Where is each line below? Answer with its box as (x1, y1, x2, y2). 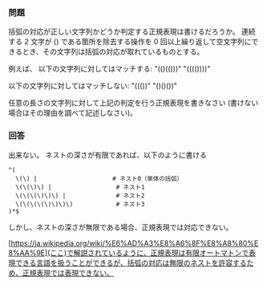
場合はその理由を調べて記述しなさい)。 (8, 108, 138, 118)
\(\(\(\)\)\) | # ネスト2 (15, 191, 145, 200)
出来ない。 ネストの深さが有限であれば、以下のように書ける (8, 150, 207, 160)
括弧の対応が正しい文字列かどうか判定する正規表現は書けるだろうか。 (8, 26, 240, 37)
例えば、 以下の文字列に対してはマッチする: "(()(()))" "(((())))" (8, 64, 211, 74)
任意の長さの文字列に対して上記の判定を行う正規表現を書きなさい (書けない (8, 98, 259, 108)
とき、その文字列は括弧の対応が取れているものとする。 (22, 47, 204, 57)
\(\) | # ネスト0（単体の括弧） (15, 174, 183, 182)
